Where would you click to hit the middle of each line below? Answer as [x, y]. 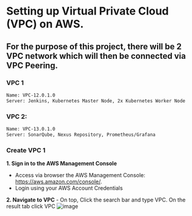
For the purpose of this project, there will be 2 [94, 46]
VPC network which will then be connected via [96, 56]
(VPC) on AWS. [45, 24]
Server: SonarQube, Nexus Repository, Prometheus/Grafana [81, 135]
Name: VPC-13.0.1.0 [31, 129]
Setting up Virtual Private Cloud [88, 11]
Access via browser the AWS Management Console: [80, 175]
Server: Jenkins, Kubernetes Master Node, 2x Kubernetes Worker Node [96, 101]
